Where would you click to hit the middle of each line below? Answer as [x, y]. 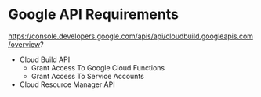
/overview [24, 44]
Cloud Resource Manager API [67, 84]
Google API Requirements [93, 14]
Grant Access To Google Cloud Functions [98, 67]
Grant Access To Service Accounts [88, 76]
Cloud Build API [45, 59]
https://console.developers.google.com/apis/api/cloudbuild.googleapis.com [130, 36]
